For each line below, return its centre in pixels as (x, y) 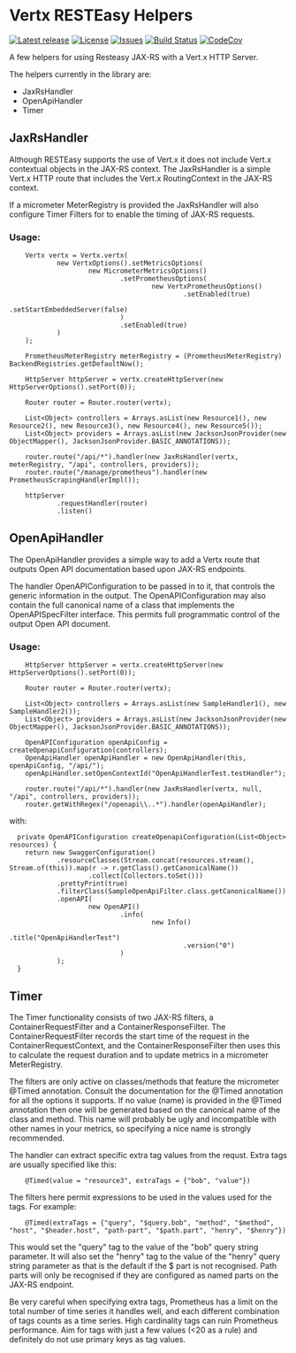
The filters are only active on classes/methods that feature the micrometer (144, 1081)
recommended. (37, 1138)
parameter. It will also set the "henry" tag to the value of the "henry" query (145, 1256)
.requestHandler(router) (102, 504)
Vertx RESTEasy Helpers (101, 15)
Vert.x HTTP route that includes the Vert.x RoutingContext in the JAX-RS (141, 178)
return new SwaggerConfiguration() (91, 853)
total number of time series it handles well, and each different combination (144, 1310)
